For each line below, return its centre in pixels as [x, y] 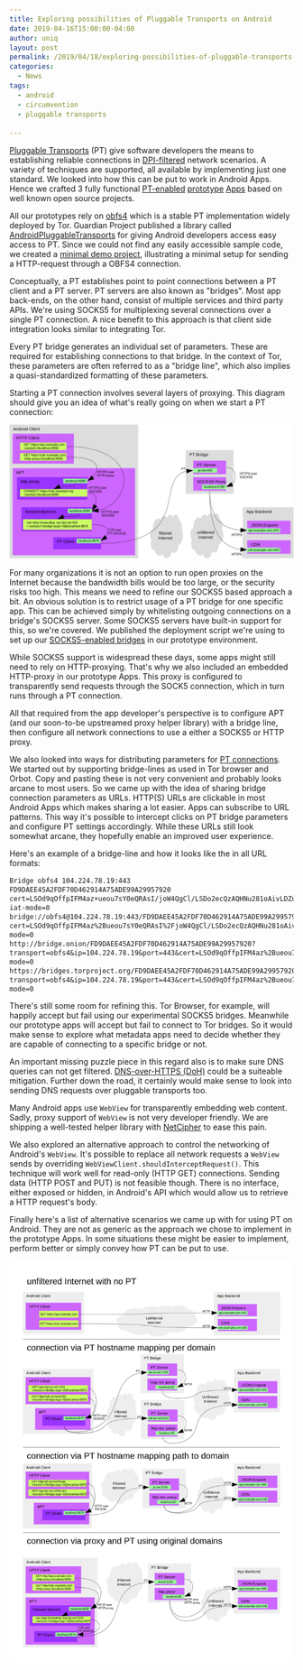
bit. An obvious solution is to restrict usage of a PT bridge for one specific [147, 601]
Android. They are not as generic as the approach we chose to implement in [150, 1229]
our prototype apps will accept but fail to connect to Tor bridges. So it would [151, 1025]
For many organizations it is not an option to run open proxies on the [136, 572]
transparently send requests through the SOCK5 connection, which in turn [147, 686]
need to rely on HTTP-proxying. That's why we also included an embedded [149, 667]
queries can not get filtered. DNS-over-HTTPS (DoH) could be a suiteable [146, 1071]
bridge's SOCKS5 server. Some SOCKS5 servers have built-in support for [146, 620]
